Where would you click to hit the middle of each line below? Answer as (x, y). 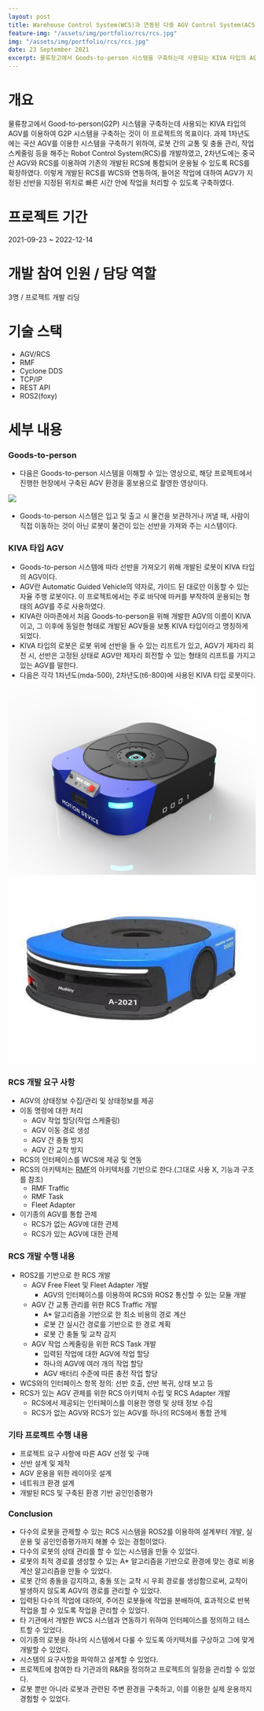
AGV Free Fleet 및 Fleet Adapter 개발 (90, 1285)
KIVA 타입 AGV (36, 548)
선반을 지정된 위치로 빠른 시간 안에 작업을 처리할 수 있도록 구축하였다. (128, 182)
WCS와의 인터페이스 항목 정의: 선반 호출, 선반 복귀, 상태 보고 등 (116, 1383)
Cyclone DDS (41, 370)
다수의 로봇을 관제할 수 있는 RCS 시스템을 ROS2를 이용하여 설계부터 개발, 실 (136, 1532)
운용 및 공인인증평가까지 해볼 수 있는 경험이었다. (93, 1542)
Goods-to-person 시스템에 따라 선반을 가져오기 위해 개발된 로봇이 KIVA (130, 567)
